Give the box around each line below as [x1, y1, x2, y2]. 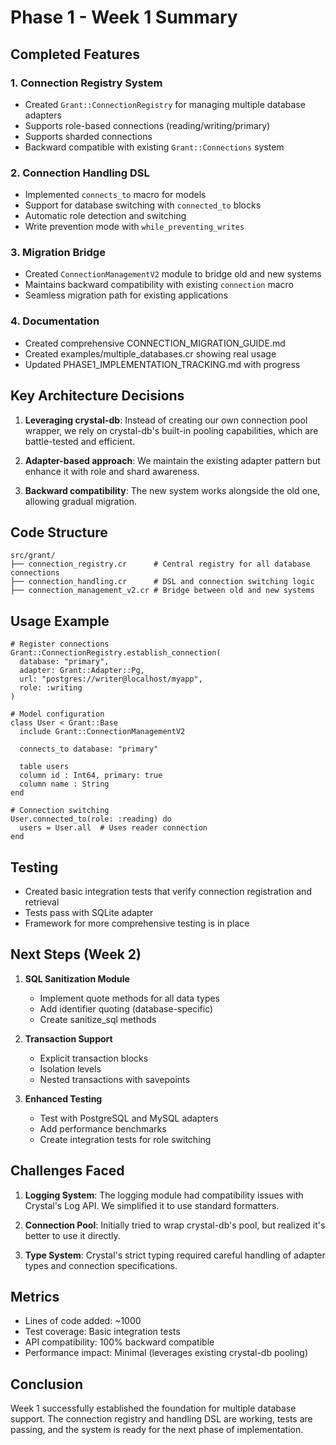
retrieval [24, 896, 60, 908]
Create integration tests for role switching [39, 1133, 212, 1145]
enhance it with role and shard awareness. [24, 465, 200, 477]
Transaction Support [24, 1032, 113, 1045]
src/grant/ [10, 551, 56, 561]
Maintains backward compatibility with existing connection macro [24, 279, 294, 291]
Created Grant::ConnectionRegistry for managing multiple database [24, 98, 306, 110]
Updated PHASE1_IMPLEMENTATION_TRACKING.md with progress [24, 358, 301, 370]
